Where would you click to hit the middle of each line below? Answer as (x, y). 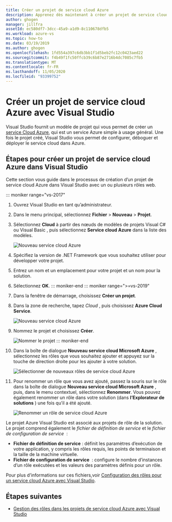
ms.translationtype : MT (31, 62)
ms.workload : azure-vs (30, 34)
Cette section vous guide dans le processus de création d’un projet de (80, 179)
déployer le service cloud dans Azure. (46, 143)
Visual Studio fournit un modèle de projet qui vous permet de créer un (79, 127)
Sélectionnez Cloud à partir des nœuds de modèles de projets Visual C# (89, 224)
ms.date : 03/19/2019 (28, 43)
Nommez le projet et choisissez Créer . (54, 330)
